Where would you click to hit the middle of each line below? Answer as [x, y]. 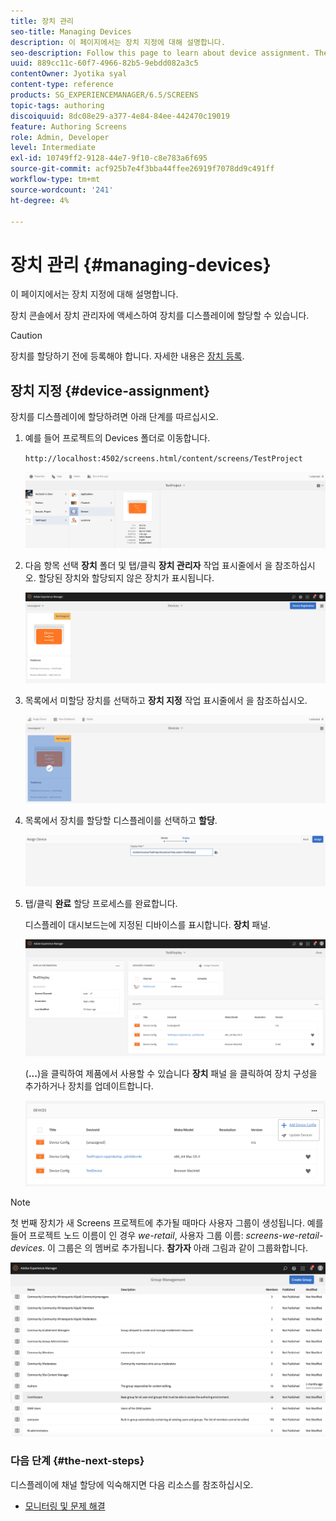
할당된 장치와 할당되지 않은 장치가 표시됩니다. [126, 577]
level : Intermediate [53, 148]
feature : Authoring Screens [69, 126]
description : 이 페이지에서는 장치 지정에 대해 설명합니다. [118, 42]
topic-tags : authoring [57, 105]
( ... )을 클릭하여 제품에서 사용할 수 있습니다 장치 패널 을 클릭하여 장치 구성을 [171, 1073]
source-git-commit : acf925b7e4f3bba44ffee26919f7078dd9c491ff [142, 169]
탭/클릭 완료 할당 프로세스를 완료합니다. [101, 903]
